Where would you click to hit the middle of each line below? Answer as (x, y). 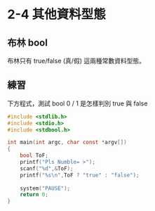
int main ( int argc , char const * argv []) (67, 142)
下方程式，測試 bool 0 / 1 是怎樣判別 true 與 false (77, 103)
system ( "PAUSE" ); (45, 188)
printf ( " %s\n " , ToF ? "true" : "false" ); (80, 175)
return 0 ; (34, 195)
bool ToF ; (34, 155)
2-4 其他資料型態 (57, 14)
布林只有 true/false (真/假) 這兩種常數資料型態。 (76, 61)
